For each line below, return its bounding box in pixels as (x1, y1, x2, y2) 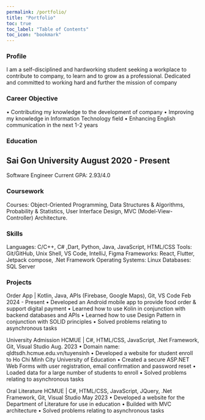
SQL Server (6, 263, 35, 270)
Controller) (6, 214, 34, 221)
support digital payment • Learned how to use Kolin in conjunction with (6, 305, 185, 313)
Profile (6, 52, 27, 61)
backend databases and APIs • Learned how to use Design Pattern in (6, 311, 181, 319)
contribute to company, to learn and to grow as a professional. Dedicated (6, 72, 191, 80)
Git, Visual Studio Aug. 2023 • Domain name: (6, 343, 121, 350)
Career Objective (6, 94, 58, 103)
